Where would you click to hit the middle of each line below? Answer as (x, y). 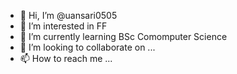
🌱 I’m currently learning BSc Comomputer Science (123, 36)
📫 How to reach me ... (66, 58)
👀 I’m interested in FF (63, 26)
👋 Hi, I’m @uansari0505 (68, 15)
